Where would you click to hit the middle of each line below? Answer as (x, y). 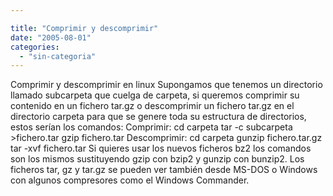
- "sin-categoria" (58, 56)
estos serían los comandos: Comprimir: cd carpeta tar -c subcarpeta (151, 127)
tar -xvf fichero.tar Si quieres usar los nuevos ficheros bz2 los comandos (161, 148)
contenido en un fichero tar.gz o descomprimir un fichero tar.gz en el (152, 106)
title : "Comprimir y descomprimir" (84, 28)
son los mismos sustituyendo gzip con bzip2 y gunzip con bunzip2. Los (157, 159)
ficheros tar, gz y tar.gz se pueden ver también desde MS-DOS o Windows (164, 170)
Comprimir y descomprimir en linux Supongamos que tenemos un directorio (166, 85)
